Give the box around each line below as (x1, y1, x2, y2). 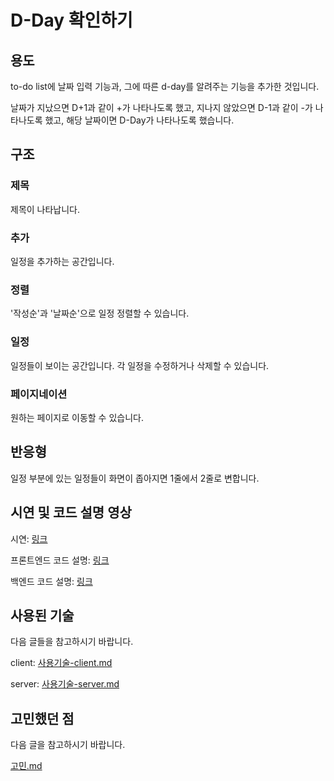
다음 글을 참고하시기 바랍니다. (10, 739, 126, 751)
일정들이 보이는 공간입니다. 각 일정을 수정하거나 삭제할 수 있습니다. (10, 359, 270, 371)
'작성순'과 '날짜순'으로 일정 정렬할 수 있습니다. (10, 307, 190, 320)
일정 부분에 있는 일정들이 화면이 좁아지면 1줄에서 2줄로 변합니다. (10, 472, 260, 484)
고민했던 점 (10, 710, 75, 727)
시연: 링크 (10, 532, 48, 545)
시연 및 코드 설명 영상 (10, 504, 132, 521)
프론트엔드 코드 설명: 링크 (10, 554, 110, 566)
